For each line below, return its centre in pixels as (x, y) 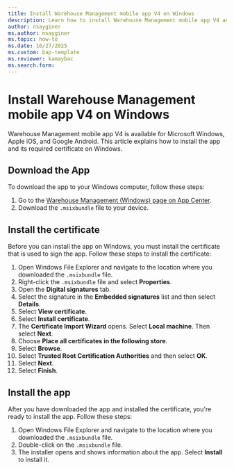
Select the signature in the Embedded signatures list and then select (117, 297)
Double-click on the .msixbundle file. (70, 445)
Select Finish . (38, 371)
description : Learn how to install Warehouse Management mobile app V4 (114, 20)
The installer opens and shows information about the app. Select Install (120, 452)
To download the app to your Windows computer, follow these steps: (106, 187)
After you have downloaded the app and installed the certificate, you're (110, 409)
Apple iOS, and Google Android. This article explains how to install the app (114, 141)
